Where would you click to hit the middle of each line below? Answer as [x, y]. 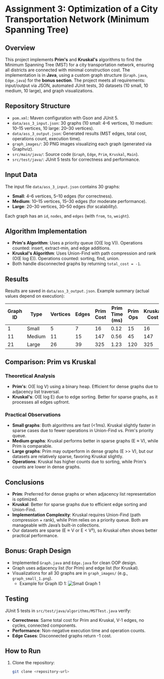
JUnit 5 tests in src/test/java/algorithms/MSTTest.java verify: [68, 611]
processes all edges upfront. [41, 402]
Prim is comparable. [32, 446]
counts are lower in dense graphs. [46, 467]
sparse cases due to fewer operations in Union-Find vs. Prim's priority [83, 431]
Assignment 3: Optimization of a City [82, 9]
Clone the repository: [33, 663]
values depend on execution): [35, 296]
